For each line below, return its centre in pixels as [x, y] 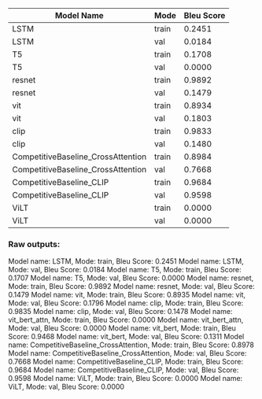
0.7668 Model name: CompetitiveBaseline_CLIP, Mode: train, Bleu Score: [126, 362]
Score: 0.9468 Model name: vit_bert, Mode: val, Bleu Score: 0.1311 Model [126, 337]
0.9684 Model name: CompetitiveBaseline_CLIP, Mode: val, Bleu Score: [124, 370]
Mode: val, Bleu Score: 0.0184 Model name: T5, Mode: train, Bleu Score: [125, 270]
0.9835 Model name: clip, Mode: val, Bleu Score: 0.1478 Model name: [120, 312]
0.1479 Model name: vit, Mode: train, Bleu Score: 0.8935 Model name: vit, [127, 295]
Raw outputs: [34, 244]
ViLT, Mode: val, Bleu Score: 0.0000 [66, 387]
